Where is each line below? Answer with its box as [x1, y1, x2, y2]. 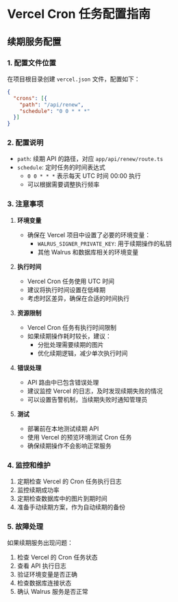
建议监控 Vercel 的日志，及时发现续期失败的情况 [27, 387, 163, 395]
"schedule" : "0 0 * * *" [19, 108, 90, 115]
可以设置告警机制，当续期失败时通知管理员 [27, 395, 148, 403]
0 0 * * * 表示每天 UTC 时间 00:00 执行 [27, 172, 142, 180]
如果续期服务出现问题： [7, 539, 73, 547]
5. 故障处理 [7, 522, 44, 531]
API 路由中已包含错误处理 [27, 378, 99, 386]
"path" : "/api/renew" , [19, 101, 84, 108]
